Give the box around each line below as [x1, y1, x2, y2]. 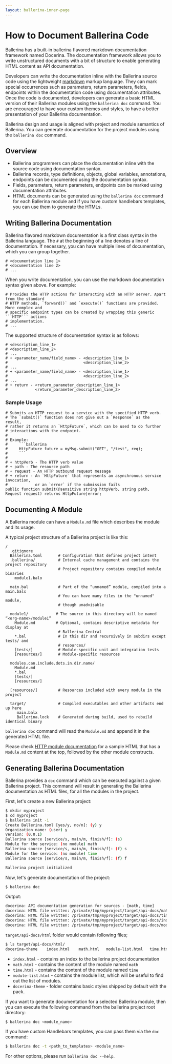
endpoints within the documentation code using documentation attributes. [5, 89, 162, 95]
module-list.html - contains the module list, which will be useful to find [12, 972, 164, 978]
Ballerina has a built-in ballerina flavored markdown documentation [5, 47, 147, 53]
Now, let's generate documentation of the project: [5, 874, 111, 880]
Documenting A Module [5, 505, 83, 514]
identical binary [5, 719, 42, 725]
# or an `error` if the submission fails [5, 483, 120, 488]
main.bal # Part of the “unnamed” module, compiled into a [10, 585, 166, 590]
